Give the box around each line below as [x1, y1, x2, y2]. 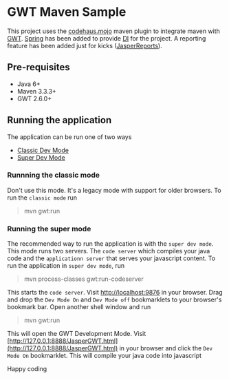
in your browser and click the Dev [119, 344, 213, 352]
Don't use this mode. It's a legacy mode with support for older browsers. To [7, 186, 221, 194]
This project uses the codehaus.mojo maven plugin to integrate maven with [7, 27, 220, 35]
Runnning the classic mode [7, 170, 100, 180]
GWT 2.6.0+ [17, 94, 52, 103]
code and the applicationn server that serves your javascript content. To [7, 254, 215, 262]
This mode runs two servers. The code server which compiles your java [7, 247, 210, 255]
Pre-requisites [7, 61, 70, 73]
